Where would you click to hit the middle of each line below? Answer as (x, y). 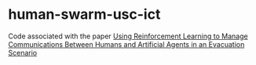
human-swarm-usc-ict (84, 14)
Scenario (23, 52)
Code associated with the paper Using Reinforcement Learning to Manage (128, 36)
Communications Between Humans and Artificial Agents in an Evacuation (126, 44)
